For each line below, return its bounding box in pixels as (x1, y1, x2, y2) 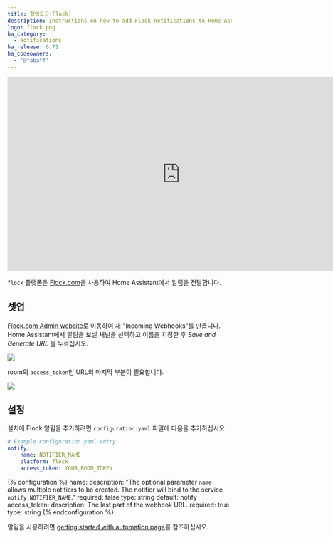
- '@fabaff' (14, 57, 50, 64)
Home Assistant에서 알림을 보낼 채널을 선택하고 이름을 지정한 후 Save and (7, 330, 216, 338)
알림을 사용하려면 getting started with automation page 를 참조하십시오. (7, 522, 209, 531)
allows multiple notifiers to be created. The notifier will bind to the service (7, 485, 223, 494)
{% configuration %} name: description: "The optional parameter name (7, 477, 212, 486)
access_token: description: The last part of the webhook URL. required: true (7, 500, 230, 509)
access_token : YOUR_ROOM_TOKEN (20, 465, 113, 472)
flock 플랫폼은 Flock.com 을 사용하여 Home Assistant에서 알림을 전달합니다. (7, 278, 222, 286)
